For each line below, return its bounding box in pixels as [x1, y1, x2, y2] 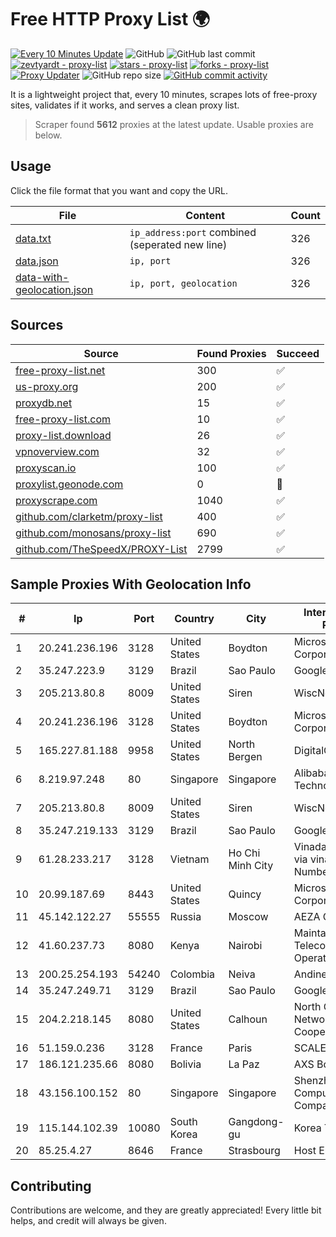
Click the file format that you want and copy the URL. [10, 184, 228, 196]
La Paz [228, 1057, 260, 1071]
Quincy [228, 887, 262, 901]
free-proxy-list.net [15, 363, 106, 377]
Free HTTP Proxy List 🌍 [10, 8, 211, 31]
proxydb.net [15, 396, 73, 410]
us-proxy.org [15, 379, 79, 393]
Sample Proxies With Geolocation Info [10, 576, 252, 593]
